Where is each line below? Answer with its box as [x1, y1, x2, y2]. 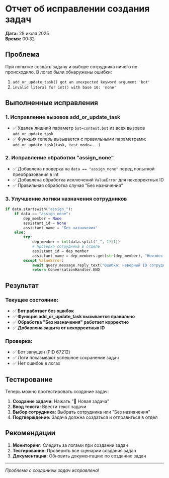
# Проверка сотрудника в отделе [32, 244, 100, 249]
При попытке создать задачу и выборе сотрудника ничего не [5, 63, 137, 69]
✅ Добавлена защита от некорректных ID [12, 325, 105, 331]
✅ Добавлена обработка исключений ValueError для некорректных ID [12, 176, 164, 182]
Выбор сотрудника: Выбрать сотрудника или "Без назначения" [12, 409, 150, 415]
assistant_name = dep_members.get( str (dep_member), [32, 253, 143, 258]
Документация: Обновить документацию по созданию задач [12, 453, 146, 459]
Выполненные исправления [5, 99, 98, 107]
